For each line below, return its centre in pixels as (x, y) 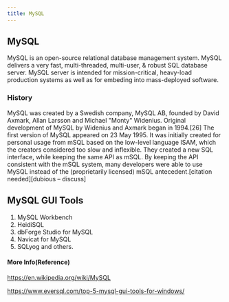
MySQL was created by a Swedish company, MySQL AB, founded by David (113, 113)
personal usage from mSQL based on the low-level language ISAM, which (112, 142)
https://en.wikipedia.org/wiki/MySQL (59, 277)
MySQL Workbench (45, 217)
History (20, 98)
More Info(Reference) (39, 262)
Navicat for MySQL (44, 239)
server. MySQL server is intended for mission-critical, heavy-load (100, 72)
